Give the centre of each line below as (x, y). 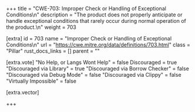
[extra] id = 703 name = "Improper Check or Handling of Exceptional (89, 38)
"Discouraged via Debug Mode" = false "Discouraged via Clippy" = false (94, 75)
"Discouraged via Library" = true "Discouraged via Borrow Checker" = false (97, 69)
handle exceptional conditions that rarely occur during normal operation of (96, 21)
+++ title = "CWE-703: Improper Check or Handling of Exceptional (86, 9)
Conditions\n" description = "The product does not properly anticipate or (94, 15)
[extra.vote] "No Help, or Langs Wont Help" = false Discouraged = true (92, 62)
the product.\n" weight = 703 (41, 27)
